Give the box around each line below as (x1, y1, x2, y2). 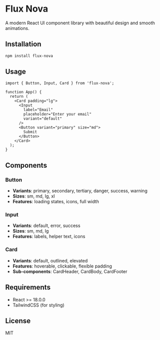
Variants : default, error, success (12, 222, 81, 229)
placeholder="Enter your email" (23, 112, 92, 117)
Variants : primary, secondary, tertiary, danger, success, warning (12, 188, 148, 194)
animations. (5, 25, 29, 31)
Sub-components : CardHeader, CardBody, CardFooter (12, 268, 128, 274)
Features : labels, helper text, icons (12, 234, 86, 240)
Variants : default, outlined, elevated (12, 257, 88, 263)
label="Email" (23, 107, 53, 112)
